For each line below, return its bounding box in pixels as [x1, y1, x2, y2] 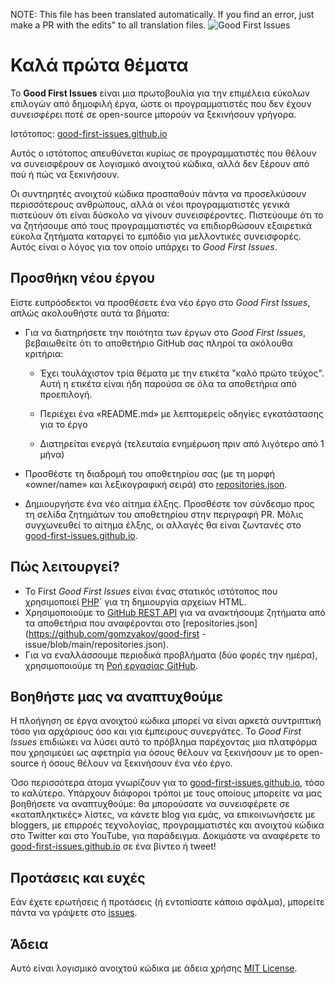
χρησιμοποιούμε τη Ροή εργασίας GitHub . [24, 659, 198, 671]
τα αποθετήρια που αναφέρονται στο [24, 617, 181, 629]
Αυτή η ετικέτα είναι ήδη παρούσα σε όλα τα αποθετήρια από [39, 377, 297, 389]
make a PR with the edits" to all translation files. [10, 19, 207, 31]
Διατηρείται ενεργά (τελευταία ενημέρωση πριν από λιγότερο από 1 [39, 437, 325, 449]
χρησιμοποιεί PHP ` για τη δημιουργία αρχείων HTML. [24, 595, 247, 608]
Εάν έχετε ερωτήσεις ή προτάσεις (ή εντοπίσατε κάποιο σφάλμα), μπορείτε [10, 896, 325, 908]
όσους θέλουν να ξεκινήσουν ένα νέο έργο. [48, 757, 233, 769]
